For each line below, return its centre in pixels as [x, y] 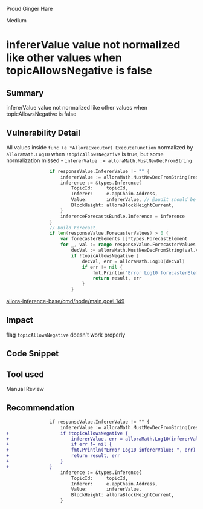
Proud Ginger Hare [30, 9]
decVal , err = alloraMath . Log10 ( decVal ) [134, 261]
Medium [17, 20]
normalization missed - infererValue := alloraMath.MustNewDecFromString [99, 160]
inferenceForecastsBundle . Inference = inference [123, 216]
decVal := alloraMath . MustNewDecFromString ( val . [134, 251]
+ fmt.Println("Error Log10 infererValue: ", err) [101, 450]
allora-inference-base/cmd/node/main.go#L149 [66, 301]
